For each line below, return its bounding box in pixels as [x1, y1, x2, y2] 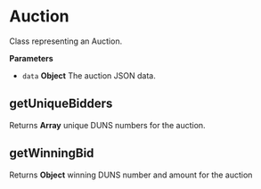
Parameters [9, 53, 53, 63]
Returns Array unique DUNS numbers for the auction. [9, 119, 207, 130]
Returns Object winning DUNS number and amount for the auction [9, 169, 253, 180]
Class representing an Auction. [9, 36, 123, 46]
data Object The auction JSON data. [21, 70, 156, 81]
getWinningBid [9, 145, 94, 161]
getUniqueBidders [9, 96, 113, 111]
